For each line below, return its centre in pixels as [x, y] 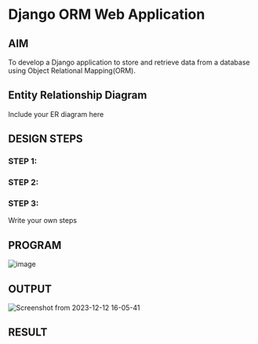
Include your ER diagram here [56, 114]
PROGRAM [35, 245]
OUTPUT [30, 289]
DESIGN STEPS [46, 139]
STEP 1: [23, 161]
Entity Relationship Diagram [78, 95]
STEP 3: [24, 203]
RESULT [28, 333]
